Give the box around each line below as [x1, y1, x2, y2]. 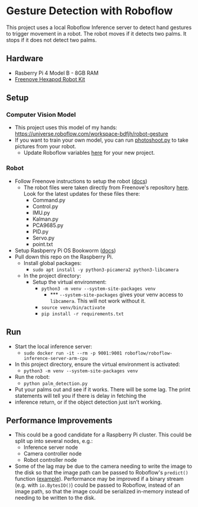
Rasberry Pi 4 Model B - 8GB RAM [14, 69, 99, 76]
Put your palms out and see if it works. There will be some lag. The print [14, 385, 191, 393]
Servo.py [32, 234, 55, 241]
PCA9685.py [32, 221, 64, 229]
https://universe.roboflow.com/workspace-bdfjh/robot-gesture [14, 130, 168, 138]
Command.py [32, 196, 66, 203]
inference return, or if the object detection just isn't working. [14, 398, 162, 406]
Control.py [32, 203, 58, 210]
